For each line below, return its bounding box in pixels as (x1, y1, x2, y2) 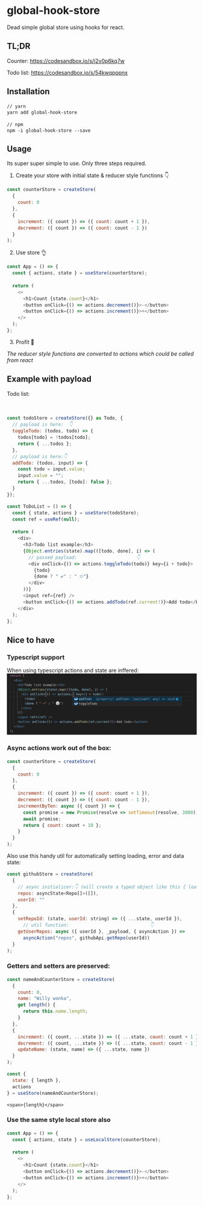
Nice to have (7, 635, 55, 645)
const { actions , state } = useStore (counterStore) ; (12, 270, 148, 276)
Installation (7, 86, 50, 97)
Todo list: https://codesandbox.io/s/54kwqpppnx (7, 69, 128, 76)
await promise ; (22, 815, 61, 822)
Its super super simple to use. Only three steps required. (7, 160, 147, 167)
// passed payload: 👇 (28, 554, 140, 560)
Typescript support (7, 653, 65, 661)
